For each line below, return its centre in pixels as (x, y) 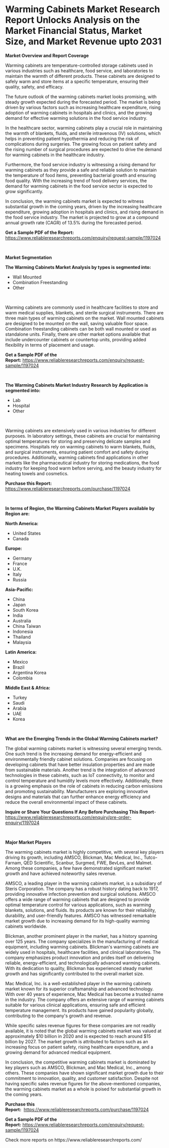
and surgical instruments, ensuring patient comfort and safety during (77, 452)
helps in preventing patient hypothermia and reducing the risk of (72, 139)
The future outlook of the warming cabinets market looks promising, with (81, 97)
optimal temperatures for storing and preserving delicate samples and (78, 441)
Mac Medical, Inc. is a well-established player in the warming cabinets (78, 983)
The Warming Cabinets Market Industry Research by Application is (77, 385)
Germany (22, 558)
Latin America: (21, 652)
